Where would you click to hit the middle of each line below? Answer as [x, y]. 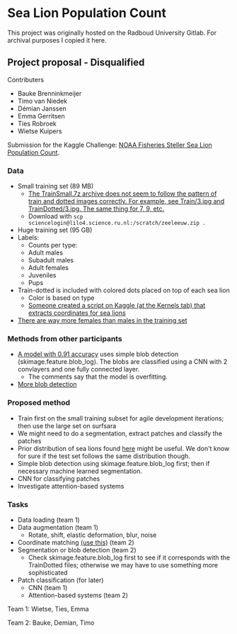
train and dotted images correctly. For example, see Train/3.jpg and [126, 201]
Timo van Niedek [42, 101]
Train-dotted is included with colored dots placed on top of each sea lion [123, 290]
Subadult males [51, 260]
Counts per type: [53, 245]
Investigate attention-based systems [71, 486]
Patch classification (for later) [60, 580]
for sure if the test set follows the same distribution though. [104, 456]
